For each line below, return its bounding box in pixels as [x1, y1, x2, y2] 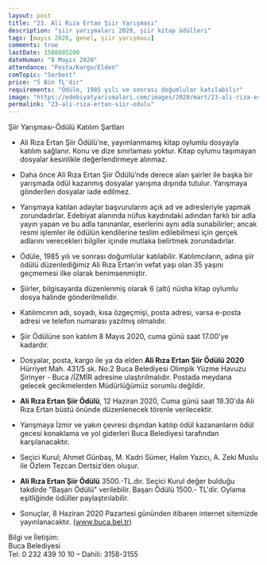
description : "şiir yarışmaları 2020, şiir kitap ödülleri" [8, 26, 212, 34]
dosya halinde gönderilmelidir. [19, 292, 119, 302]
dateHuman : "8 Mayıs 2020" [8, 56, 98, 64]
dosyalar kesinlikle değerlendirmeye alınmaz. [19, 154, 168, 164]
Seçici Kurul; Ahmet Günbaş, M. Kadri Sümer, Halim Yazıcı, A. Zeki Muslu [19, 453, 258, 462]
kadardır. [19, 340, 49, 350]
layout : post [8, 11, 52, 20]
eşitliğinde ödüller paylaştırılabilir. [19, 493, 130, 503]
